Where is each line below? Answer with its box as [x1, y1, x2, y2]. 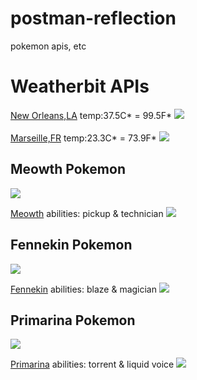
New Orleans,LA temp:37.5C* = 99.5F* [10, 109, 173, 121]
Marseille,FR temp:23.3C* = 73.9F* [10, 132, 157, 144]
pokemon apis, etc [10, 40, 87, 52]
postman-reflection [10, 7, 177, 30]
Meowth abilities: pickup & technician [10, 207, 164, 219]
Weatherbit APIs [10, 75, 150, 98]
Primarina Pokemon [10, 312, 136, 329]
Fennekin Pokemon [10, 237, 133, 254]
